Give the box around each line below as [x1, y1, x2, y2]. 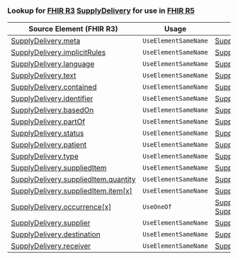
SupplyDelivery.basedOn [11, 105, 94, 115]
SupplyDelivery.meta [11, 36, 81, 46]
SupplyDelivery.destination [11, 229, 101, 239]
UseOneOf [142, 203, 172, 211]
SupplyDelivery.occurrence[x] [11, 202, 112, 212]
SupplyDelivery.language [11, 59, 95, 69]
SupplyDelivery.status [11, 129, 84, 139]
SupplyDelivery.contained [11, 82, 97, 92]
